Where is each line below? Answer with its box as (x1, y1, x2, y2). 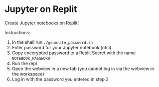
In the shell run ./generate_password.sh (11, 39, 93, 45)
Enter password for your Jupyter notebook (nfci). (11, 44, 113, 50)
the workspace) (11, 71, 44, 77)
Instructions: (4, 29, 30, 35)
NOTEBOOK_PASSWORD (11, 56, 50, 61)
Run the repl (11, 60, 37, 66)
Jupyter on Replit (4, 3, 78, 15)
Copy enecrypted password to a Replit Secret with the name (11, 50, 136, 56)
